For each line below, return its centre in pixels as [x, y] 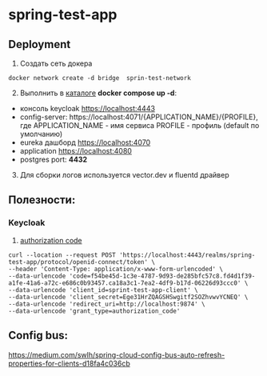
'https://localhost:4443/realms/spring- [187, 255]
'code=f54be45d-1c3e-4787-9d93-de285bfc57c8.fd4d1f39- [162, 276]
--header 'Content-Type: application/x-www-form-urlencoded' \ [116, 269]
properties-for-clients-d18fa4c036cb [69, 363]
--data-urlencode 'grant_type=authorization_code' [94, 311]
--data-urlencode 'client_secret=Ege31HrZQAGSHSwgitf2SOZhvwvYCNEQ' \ [128, 297]
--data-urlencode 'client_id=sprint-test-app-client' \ [103, 290]
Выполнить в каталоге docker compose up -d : [98, 93]
